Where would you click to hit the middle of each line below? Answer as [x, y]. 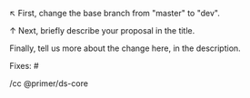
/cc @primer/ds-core [49, 83]
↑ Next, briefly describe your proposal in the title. [102, 30]
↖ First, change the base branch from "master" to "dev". [115, 13]
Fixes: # [24, 66]
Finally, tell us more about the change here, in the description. [125, 48]
